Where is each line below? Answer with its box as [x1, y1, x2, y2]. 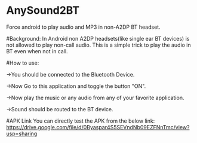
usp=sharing [6, 130, 38, 137]
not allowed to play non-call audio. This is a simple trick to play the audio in [6, 41, 191, 48]
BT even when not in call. [6, 47, 68, 54]
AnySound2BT [6, 4, 79, 17]
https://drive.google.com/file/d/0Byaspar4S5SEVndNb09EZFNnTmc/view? [6, 123, 190, 130]
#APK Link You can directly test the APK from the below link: [6, 117, 155, 124]
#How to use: [6, 59, 39, 66]
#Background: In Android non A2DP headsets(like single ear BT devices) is [6, 35, 190, 42]
